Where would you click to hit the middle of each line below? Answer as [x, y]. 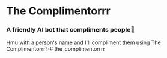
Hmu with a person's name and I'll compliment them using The [83, 42]
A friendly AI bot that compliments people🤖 [71, 30]
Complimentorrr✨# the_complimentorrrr [56, 49]
